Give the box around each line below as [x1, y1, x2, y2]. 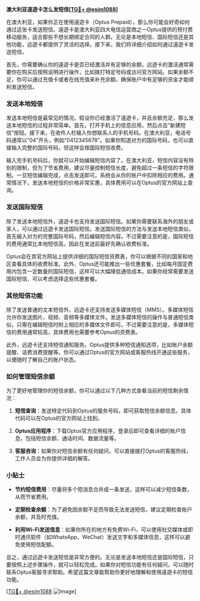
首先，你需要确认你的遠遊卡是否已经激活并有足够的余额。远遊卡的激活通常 [6, 61, 189, 68]
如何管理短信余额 [6, 372, 55, 380]
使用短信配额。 [20, 541, 57, 548]
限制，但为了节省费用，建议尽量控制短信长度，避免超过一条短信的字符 [16, 164, 189, 172]
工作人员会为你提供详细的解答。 [14, 455, 93, 462]
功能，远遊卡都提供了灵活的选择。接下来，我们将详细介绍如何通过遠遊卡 [11, 41, 189, 48]
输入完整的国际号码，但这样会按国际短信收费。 [11, 144, 126, 151]
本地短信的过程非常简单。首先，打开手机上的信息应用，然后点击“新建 [11, 122, 181, 129]
